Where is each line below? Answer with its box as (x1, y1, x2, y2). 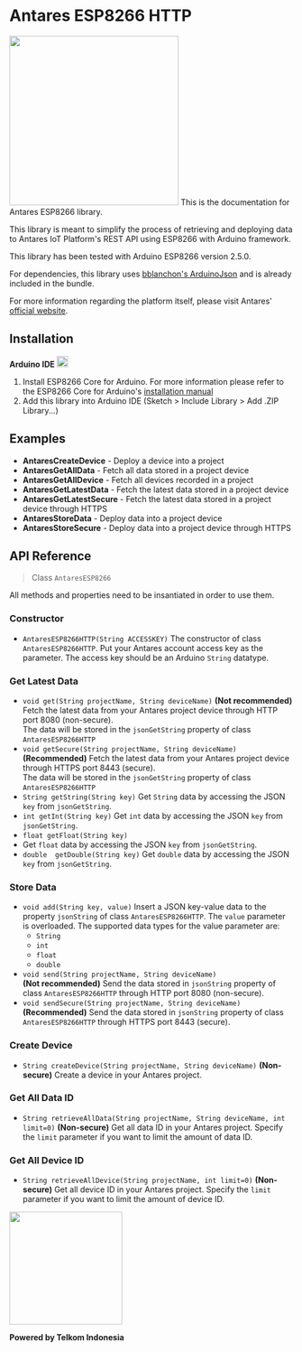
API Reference (9, 548, 92, 564)
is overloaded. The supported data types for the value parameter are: (22, 920, 280, 931)
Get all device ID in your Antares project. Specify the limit (53, 1184, 271, 1195)
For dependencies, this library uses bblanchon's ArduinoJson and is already (9, 268, 292, 279)
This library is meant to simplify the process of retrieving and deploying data (9, 223, 293, 235)
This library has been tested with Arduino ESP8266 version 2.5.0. (9, 250, 252, 262)
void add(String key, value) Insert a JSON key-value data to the (22, 901, 267, 912)
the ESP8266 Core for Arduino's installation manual (22, 386, 214, 396)
